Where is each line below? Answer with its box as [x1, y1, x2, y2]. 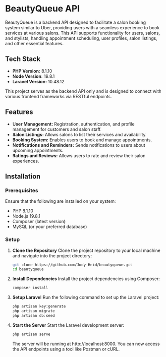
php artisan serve [12, 332, 51, 337]
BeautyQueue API [5, 3, 80, 14]
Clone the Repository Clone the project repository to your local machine [12, 247, 161, 253]
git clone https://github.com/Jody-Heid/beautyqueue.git [12, 262, 133, 267]
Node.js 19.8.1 [12, 213, 41, 219]
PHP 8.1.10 [12, 208, 34, 214]
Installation [5, 172, 41, 180]
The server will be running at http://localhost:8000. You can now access [12, 341, 160, 347]
